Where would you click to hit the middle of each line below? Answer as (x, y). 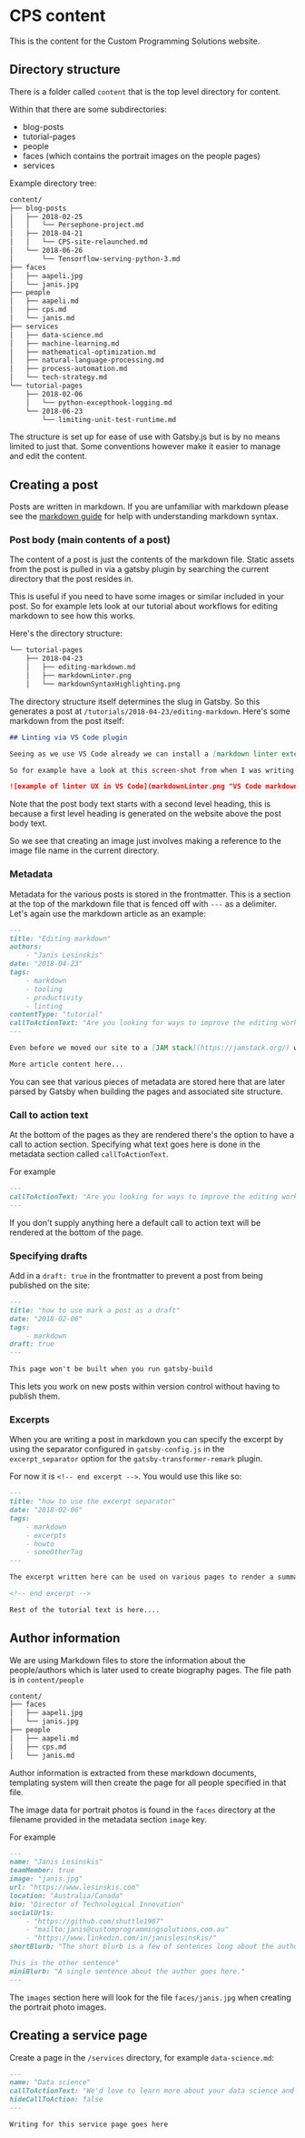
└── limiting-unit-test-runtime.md (109, 419)
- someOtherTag (54, 1552)
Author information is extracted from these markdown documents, (133, 1772)
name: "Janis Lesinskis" (56, 1862)
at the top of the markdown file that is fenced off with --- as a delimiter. (143, 903)
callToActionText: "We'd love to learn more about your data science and (152, 2091)
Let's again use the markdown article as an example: (108, 913)
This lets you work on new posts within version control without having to (145, 1386)
